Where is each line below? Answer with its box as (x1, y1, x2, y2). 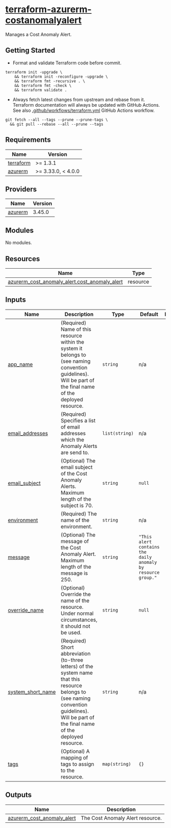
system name (61, 669, 93, 676)
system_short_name (8, 688, 56, 695)
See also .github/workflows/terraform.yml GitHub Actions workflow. (12, 107, 155, 113)
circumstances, (61, 616, 98, 623)
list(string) (102, 430, 134, 436)
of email (61, 423, 80, 430)
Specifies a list (61, 417, 96, 424)
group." (138, 575, 157, 580)
